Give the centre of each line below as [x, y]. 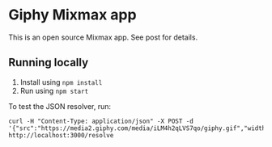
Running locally [49, 63]
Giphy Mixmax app [72, 15]
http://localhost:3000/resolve [61, 135]
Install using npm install [61, 82]
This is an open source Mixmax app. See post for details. [103, 37]
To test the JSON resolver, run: [60, 106]
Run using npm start [54, 90]
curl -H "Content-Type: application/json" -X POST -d [101, 121]
